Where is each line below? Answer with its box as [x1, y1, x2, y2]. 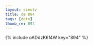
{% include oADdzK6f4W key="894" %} [5, 35, 88, 41]
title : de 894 [5, 12, 35, 17]
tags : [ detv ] [5, 16, 33, 21]
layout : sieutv [5, 7, 37, 12]
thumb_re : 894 [5, 21, 35, 26]
